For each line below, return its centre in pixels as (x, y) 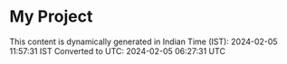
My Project (51, 17)
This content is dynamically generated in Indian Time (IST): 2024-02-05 (143, 41)
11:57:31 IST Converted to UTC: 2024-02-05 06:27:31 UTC (118, 50)
